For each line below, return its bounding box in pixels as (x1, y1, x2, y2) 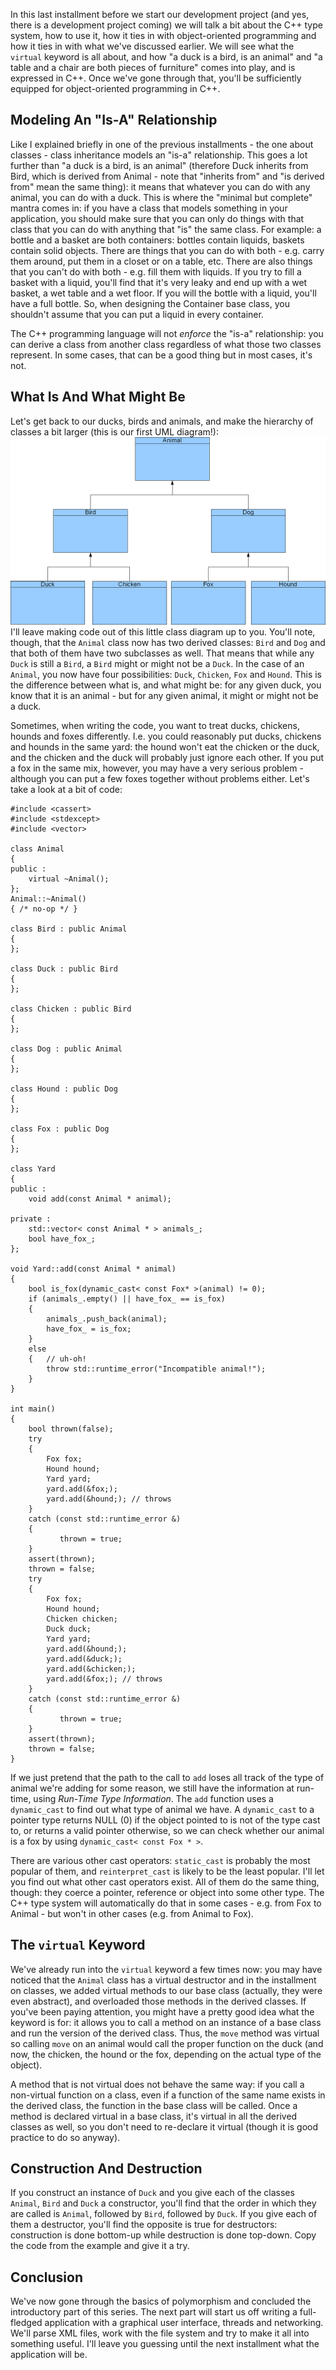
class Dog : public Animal (10, 1044, 123, 1054)
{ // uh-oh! (28, 1354, 87, 1364)
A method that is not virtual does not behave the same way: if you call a (10, 2078, 305, 2090)
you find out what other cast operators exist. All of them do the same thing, (10, 1875, 320, 1888)
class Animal (10, 844, 65, 854)
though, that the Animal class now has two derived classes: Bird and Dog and (10, 636, 326, 648)
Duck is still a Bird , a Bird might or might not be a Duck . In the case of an (10, 657, 305, 669)
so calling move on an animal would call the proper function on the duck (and (10, 2037, 324, 2049)
